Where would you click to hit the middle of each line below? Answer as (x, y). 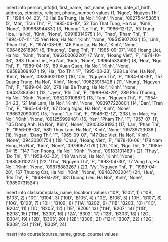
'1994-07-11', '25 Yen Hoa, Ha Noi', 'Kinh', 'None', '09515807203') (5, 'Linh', (83, 39)
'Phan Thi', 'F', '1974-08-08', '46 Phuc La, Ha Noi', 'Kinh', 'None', (71, 44)
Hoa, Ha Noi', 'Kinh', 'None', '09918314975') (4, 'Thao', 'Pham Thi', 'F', (77, 34)
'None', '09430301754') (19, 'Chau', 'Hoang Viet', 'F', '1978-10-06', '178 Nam (84, 140)
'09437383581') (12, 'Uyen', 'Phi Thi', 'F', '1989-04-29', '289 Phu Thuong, (81, 92)
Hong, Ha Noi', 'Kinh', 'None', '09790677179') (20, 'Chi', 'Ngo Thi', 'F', (77, 146)
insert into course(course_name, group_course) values (62, 234)
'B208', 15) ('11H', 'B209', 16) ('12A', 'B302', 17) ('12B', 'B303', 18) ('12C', (78, 214)
